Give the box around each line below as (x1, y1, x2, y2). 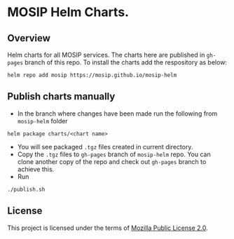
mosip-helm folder (17, 116, 68, 125)
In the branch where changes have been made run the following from (17, 109, 218, 118)
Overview (7, 32, 51, 44)
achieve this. (17, 165, 55, 173)
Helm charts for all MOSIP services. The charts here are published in (7, 50, 205, 59)
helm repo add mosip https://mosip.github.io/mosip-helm (7, 71, 177, 78)
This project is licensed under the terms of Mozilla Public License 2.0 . (7, 224, 208, 232)
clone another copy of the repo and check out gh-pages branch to (17, 157, 207, 165)
